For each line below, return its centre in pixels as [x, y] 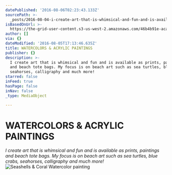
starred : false [21, 77]
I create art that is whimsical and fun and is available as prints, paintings [82, 150]
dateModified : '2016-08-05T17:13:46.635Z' [51, 43]
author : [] [17, 34]
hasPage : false [21, 86]
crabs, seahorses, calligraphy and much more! [55, 161]
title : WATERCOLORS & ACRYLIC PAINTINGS [49, 48]
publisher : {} [20, 53]
